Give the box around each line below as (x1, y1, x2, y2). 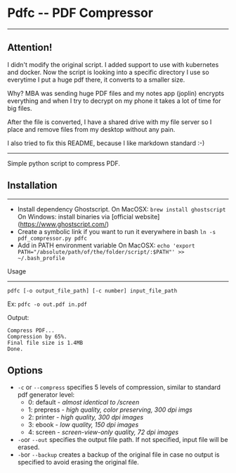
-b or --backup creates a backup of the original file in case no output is (17, 450, 220, 459)
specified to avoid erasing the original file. (17, 458, 139, 467)
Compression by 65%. (7, 333, 68, 340)
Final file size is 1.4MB (7, 339, 83, 346)
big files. (7, 104, 33, 112)
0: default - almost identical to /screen (27, 398, 140, 407)
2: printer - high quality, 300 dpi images (27, 413, 144, 422)
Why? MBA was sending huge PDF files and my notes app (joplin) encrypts (7, 89, 225, 97)
